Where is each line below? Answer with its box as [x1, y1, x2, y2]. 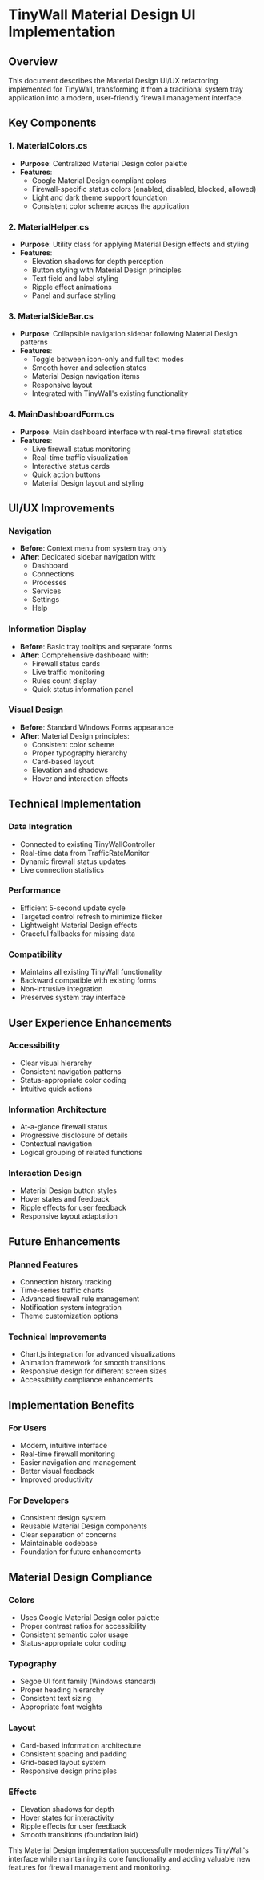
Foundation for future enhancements [19, 1547, 142, 1556]
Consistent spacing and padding [19, 1748, 128, 1759]
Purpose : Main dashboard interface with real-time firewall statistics [19, 427, 242, 437]
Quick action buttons [31, 470, 101, 479]
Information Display [8, 624, 86, 635]
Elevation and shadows [31, 765, 109, 775]
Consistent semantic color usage [19, 1630, 129, 1639]
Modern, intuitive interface [19, 1441, 108, 1451]
